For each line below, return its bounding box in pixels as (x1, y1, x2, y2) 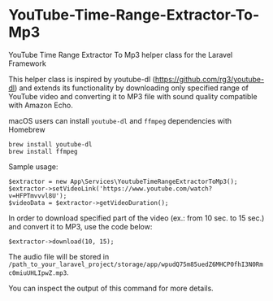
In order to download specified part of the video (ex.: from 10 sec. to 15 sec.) (8, 213, 265, 223)
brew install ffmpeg (8, 147, 79, 155)
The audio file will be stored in (8, 251, 110, 261)
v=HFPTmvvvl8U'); (8, 191, 67, 200)
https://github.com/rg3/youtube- (154, 74, 265, 84)
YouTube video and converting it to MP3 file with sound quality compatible (8, 91, 258, 101)
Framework (8, 59, 46, 68)
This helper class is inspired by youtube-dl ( (8, 74, 156, 84)
